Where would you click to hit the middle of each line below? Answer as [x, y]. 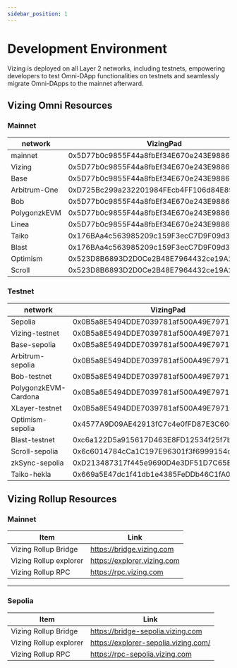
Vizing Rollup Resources [62, 499]
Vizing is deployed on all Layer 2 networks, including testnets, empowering [116, 68]
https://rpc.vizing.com [127, 572]
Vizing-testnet [35, 333]
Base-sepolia [34, 344]
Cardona [25, 396]
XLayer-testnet [36, 408]
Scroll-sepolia [35, 451]
